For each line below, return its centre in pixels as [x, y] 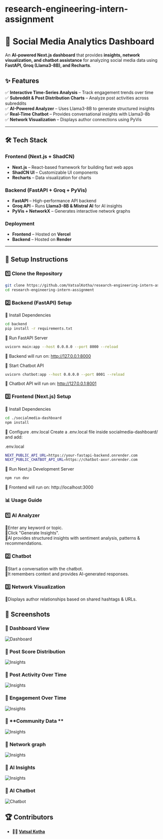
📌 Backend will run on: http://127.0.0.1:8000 [48, 356]
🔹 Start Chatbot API [24, 365]
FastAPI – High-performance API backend [54, 201]
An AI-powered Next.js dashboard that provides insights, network [73, 55]
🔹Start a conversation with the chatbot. [44, 568]
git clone [15, 285]
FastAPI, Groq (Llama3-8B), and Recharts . [48, 65]
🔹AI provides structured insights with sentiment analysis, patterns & [73, 538]
